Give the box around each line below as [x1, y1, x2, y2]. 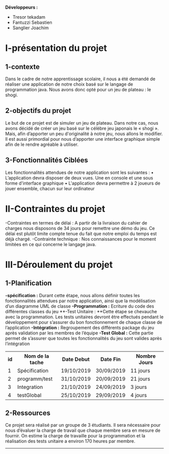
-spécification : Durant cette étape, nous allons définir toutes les [5, 292, 140, 298]
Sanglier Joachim [12, 25, 49, 31]
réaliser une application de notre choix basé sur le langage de [5, 81, 133, 87]
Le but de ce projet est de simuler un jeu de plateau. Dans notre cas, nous [5, 120, 158, 126]
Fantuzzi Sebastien [12, 20, 53, 25]
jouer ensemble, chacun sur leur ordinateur [5, 185, 95, 191]
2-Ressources [5, 409, 51, 417]
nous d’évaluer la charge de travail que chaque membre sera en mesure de [5, 427, 161, 433]
